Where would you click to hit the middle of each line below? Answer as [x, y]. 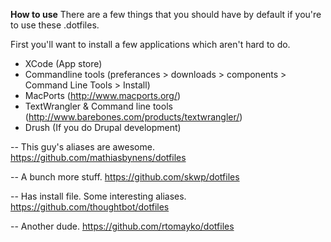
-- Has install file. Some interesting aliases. [98, 196]
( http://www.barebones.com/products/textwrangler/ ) [133, 117]
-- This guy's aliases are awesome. [82, 147]
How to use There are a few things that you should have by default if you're [166, 14]
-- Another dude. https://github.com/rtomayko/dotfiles [122, 226]
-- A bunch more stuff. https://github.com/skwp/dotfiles [125, 177]
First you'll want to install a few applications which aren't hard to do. [150, 44]
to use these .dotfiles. [55, 25]
